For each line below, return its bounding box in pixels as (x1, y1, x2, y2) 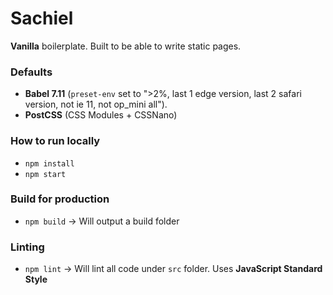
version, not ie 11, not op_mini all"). (24, 98, 168, 111)
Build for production (10, 192, 110, 206)
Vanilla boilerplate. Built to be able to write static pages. (10, 40, 242, 52)
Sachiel (10, 7, 74, 30)
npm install (24, 158, 75, 169)
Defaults (10, 65, 53, 79)
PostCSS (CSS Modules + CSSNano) (24, 109, 178, 121)
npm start (24, 169, 67, 179)
